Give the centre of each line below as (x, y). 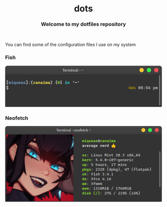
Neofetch (17, 118)
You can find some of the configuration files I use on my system (70, 45)
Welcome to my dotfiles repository (83, 24)
